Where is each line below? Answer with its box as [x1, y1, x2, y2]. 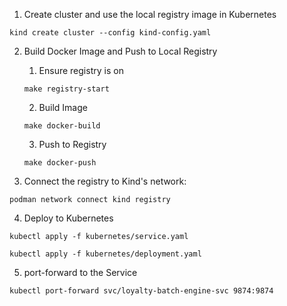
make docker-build [23, 121, 101, 131]
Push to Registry [38, 139, 107, 150]
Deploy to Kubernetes [23, 212, 114, 224]
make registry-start [23, 84, 110, 94]
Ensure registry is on [38, 65, 124, 76]
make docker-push [23, 158, 97, 168]
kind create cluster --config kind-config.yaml [9, 28, 212, 38]
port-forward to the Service [23, 267, 138, 278]
